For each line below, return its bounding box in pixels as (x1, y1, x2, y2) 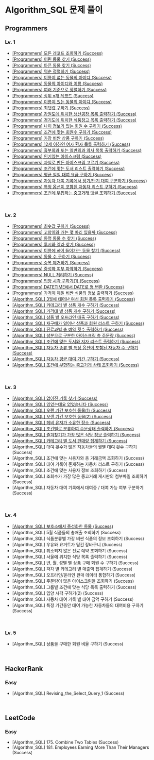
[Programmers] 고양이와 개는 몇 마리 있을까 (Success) (12, 229, 118, 236)
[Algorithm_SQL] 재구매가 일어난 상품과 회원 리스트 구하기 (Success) (12, 321, 144, 326)
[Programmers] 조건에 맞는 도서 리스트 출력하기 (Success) (12, 166, 125, 171)
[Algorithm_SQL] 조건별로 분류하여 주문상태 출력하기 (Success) (12, 426, 135, 432)
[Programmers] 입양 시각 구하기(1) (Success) (12, 278, 100, 284)
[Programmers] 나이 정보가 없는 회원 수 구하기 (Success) (12, 123, 122, 129)
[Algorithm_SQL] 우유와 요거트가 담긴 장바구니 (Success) (12, 541, 122, 547)
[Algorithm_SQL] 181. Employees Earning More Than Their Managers (12, 744, 149, 750)
